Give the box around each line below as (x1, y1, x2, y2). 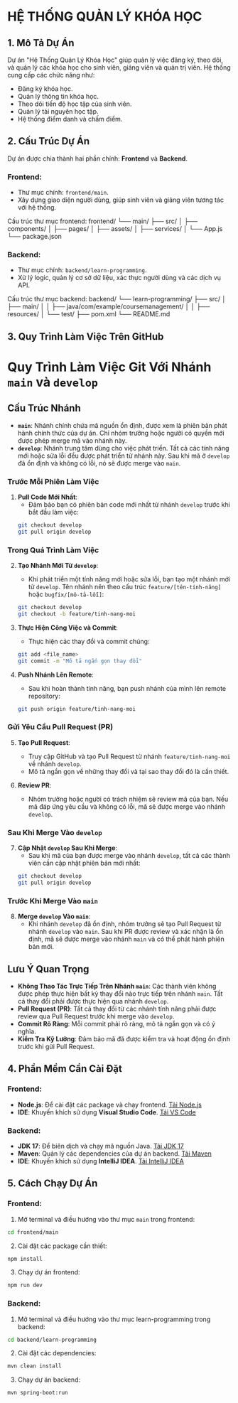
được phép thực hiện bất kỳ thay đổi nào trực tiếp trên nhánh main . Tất (17, 989, 223, 998)
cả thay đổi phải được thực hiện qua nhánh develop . (17, 996, 169, 1005)
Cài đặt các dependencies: (17, 1349, 97, 1358)
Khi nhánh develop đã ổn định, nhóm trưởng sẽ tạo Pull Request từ (28, 920, 222, 928)
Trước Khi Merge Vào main (7, 896, 98, 905)
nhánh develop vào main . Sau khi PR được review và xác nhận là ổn (28, 928, 224, 936)
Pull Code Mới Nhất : (17, 493, 78, 502)
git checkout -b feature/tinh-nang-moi (17, 611, 136, 618)
